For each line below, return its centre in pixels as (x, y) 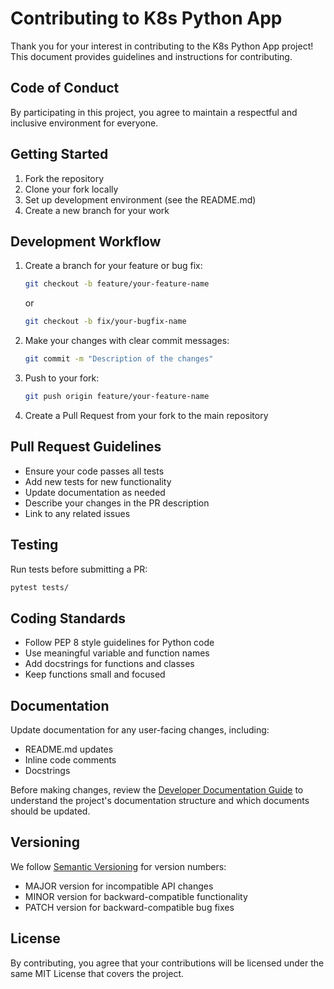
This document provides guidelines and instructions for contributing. (151, 56)
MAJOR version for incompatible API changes (119, 886)
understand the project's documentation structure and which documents (160, 800)
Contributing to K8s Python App (146, 18)
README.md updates (69, 749)
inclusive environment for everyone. (84, 123)
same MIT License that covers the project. (97, 973)
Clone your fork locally (71, 189)
